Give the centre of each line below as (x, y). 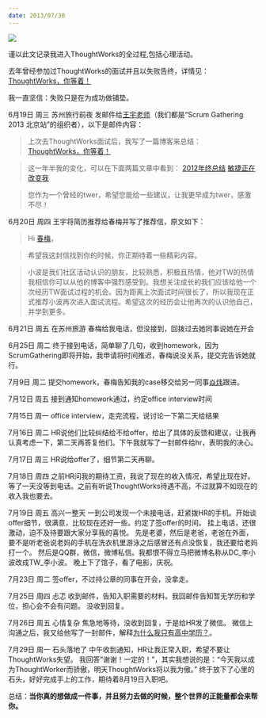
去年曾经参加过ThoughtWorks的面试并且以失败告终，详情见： (109, 71)
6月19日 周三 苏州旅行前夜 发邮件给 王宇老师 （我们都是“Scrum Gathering (126, 114)
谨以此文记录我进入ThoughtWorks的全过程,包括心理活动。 (103, 54)
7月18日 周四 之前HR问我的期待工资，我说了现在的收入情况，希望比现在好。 (131, 475)
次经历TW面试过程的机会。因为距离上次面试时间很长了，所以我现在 (137, 292)
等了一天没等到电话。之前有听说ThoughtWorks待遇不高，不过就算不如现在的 (133, 486)
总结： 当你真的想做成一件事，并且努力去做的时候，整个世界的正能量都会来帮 (133, 696)
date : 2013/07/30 (37, 15)
